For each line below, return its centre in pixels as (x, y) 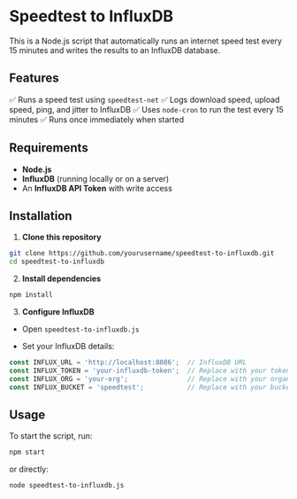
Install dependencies (61, 279)
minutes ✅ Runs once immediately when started (97, 119)
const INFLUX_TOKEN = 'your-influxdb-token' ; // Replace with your (138, 370)
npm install (31, 295)
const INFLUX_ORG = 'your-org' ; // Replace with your (138, 378)
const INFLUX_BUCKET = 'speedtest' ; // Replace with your (138, 387)
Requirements (49, 148)
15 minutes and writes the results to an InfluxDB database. (115, 50)
